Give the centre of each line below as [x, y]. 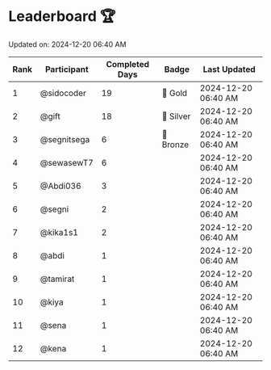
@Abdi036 [61, 186]
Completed [128, 64]
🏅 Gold [175, 93]
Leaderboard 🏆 [62, 17]
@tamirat [57, 279]
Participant [67, 69]
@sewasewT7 [67, 162]
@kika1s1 [59, 232]
